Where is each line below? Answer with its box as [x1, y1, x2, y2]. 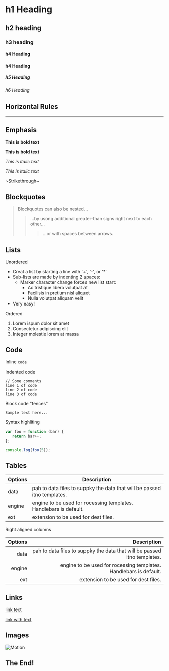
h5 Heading [5, 74, 30, 80]
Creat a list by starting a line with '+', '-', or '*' [12, 269, 107, 275]
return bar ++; [12, 434, 42, 439]
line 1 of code [5, 383, 37, 388]
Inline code [5, 359, 27, 365]
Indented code [5, 369, 36, 375]
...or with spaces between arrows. [42, 231, 113, 237]
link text [5, 606, 22, 613]
